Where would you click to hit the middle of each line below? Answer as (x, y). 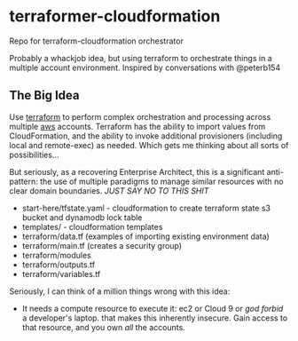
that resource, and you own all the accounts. (104, 327)
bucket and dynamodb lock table (82, 217)
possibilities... (34, 155)
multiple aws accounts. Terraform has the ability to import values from (137, 126)
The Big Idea (44, 95)
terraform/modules (56, 255)
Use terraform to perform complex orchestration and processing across (140, 116)
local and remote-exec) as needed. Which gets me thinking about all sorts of (149, 145)
